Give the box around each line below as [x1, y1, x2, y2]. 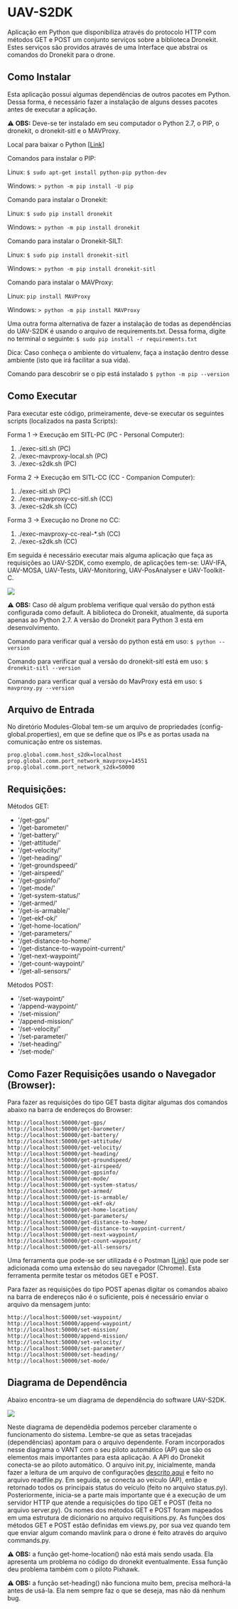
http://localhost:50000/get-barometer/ [7, 1126, 126, 1133]
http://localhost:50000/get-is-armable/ [7, 1194, 129, 1201]
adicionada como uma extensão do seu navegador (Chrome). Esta [7, 1263, 201, 1272]
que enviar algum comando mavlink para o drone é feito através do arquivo [7, 1528, 227, 1536]
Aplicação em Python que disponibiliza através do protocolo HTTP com [7, 28, 217, 36]
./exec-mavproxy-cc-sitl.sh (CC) [17, 494, 114, 503]
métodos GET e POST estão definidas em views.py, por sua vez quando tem [7, 1521, 231, 1529]
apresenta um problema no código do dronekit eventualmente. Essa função [7, 1557, 228, 1566]
